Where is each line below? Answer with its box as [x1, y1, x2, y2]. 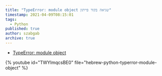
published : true [5, 26, 40, 31]
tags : [5, 17, 17, 22]
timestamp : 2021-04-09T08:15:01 [5, 12, 74, 17]
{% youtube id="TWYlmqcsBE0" [5, 59, 74, 65]
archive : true [5, 36, 36, 41]
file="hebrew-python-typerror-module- [74, 59, 157, 65]
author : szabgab [5, 31, 40, 36]
